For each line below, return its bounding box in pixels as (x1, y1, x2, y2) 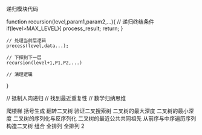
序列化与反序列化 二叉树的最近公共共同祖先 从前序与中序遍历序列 (34, 115, 197, 122)
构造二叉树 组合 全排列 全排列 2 (6, 122, 85, 130)
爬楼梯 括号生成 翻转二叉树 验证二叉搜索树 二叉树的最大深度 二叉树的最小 (6, 107, 189, 115)
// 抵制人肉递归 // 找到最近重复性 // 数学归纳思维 (6, 95, 126, 101)
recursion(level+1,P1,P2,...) (6, 60, 83, 66)
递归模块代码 (6, 5, 38, 12)
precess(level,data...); (6, 43, 69, 49)
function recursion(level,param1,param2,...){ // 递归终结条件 (6, 18, 154, 25)
